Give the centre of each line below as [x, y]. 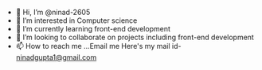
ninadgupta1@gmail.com [56, 57]
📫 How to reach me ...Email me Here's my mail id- [98, 46]
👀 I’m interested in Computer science [76, 20]
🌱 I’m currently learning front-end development [93, 29]
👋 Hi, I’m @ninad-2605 [53, 12]
